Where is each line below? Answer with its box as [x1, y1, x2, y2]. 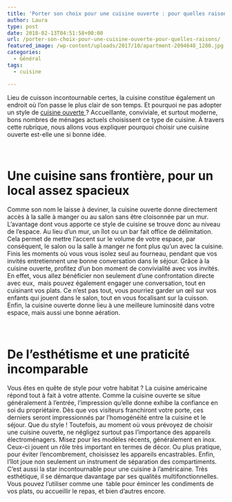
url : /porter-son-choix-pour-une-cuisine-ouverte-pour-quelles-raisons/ [7, 36, 221, 43]
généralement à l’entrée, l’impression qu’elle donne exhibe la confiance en [7, 399, 219, 407]
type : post [7, 23, 39, 30]
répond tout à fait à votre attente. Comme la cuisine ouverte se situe [7, 391, 201, 399]
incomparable [7, 361, 88, 376]
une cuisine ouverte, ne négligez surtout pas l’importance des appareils [7, 428, 211, 437]
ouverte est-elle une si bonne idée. [7, 130, 107, 139]
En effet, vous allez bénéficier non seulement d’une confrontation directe [7, 272, 215, 280]
